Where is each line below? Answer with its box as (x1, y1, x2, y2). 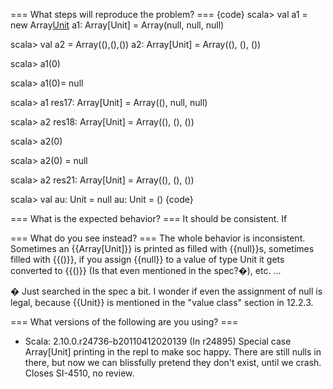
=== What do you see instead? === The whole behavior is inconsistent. (10, 232, 306, 244)
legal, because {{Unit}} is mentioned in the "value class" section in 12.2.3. (10, 297, 314, 308)
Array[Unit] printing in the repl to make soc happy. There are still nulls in (24, 346, 322, 358)
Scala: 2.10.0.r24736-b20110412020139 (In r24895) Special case (24, 335, 292, 347)
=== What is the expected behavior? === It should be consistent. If (10, 213, 288, 224)
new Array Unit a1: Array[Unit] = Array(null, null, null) (10, 19, 225, 31)
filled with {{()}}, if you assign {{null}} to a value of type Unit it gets (10, 254, 285, 265)
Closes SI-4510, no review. (24, 367, 135, 379)
